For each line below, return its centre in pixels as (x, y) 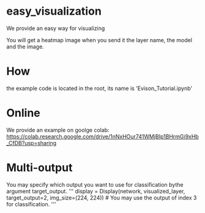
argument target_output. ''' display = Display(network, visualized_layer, (96, 191)
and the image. (25, 47)
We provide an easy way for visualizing (56, 28)
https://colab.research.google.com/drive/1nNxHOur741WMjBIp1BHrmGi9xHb (102, 136)
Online (24, 113)
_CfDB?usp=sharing (32, 143)
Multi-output (39, 168)
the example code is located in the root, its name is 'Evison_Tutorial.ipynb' (99, 88)
